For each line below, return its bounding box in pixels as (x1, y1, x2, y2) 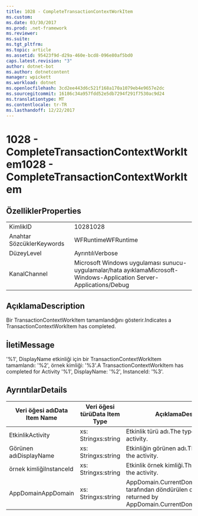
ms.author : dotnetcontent (6, 69, 70, 75)
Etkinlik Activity (9, 431, 50, 439)
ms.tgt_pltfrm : (6, 42, 44, 48)
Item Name (25, 414, 58, 422)
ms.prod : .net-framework (6, 25, 67, 31)
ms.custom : (6, 14, 33, 20)
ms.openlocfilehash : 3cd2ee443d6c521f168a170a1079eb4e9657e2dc (6, 85, 165, 91)
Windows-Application (74, 273, 136, 282)
